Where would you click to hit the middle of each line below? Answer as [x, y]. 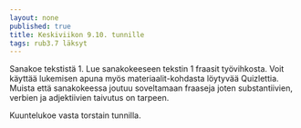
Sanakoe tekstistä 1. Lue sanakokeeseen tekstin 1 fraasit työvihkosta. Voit [147, 69]
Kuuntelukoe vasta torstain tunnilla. [75, 115]
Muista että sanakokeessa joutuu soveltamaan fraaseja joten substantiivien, [151, 88]
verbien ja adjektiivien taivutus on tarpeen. [89, 98]
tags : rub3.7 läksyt [49, 43]
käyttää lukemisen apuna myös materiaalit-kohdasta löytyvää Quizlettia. [145, 79]
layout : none [34, 18]
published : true [40, 26]
